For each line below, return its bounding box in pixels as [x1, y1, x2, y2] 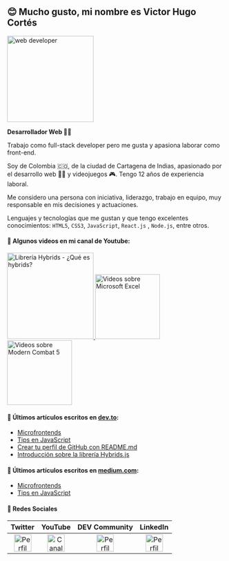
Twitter [10, 522, 35, 531]
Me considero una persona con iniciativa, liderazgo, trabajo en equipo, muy [7, 193, 222, 201]
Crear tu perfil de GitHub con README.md [17, 443, 138, 451]
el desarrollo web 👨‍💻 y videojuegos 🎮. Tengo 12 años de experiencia [7, 170, 204, 178]
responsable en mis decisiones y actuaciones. [7, 200, 139, 208]
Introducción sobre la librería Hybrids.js [17, 451, 130, 459]
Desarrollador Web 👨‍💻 [7, 128, 72, 136]
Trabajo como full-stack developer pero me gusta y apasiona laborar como [7, 141, 221, 149]
